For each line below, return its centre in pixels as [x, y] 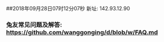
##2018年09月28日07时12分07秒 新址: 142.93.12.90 [68, 8]
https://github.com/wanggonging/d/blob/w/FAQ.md [82, 32]
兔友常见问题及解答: [34, 25]
